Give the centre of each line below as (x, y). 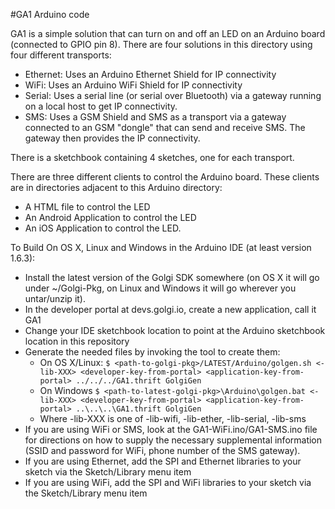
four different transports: (61, 55)
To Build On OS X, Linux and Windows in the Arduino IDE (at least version (161, 247)
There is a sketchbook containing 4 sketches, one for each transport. (152, 157)
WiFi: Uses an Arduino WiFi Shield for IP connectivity (133, 85)
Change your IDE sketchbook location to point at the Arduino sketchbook (175, 330)
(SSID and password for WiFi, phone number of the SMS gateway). (162, 450)
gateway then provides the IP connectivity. (112, 138)
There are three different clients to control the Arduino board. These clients (165, 177)
